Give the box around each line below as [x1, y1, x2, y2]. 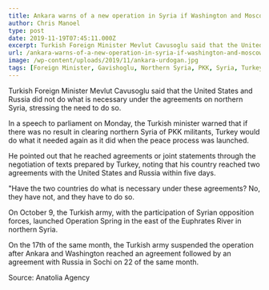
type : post [8, 26, 45, 34]
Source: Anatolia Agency [8, 272, 90, 282]
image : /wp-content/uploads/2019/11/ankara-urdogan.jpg [8, 57, 199, 65]
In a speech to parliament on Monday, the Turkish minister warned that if [8, 118, 248, 128]
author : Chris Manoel [8, 19, 81, 27]
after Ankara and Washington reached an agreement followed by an [8, 248, 231, 258]
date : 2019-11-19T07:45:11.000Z [8, 34, 116, 42]
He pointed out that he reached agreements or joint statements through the [8, 151, 256, 160]
